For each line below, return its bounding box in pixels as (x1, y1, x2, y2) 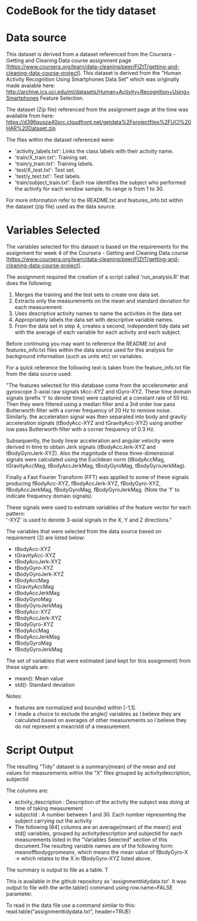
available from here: (6, 112, 55, 119)
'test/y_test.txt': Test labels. (14, 173, 81, 180)
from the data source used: (6, 371, 72, 378)
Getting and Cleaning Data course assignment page (6, 57, 132, 64)
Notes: (6, 693, 22, 700)
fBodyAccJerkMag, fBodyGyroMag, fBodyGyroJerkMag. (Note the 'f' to (6, 486, 180, 493)
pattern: (6, 510, 25, 517)
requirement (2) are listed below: (6, 534, 85, 541)
